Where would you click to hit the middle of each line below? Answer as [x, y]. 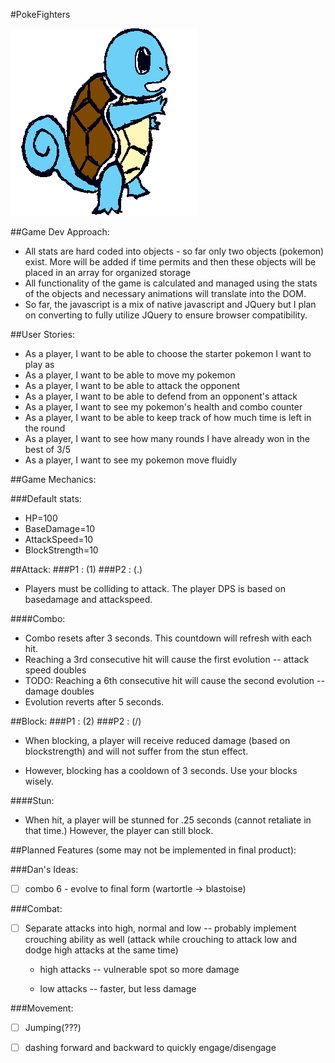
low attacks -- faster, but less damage [118, 989]
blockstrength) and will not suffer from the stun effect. [136, 751]
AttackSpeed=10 [59, 539]
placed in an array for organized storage [108, 272]
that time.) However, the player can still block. [119, 830]
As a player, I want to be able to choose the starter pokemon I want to [168, 353]
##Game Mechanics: [53, 479]
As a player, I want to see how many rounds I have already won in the [167, 438]
